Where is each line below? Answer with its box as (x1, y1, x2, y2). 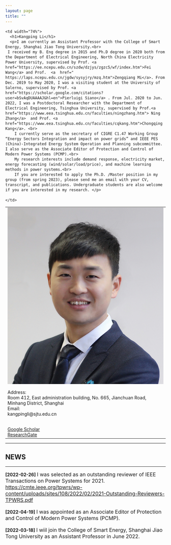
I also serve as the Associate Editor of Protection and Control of (5, 146, 154, 152)
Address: (7, 389, 26, 395)
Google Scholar (7, 426, 40, 432)
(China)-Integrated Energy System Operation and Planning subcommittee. (5, 141, 163, 147)
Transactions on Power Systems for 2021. (5, 478, 105, 485)
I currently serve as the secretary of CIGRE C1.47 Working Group (14, 131, 158, 136)
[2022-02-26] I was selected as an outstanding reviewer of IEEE (5, 471, 156, 478)
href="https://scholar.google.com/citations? (5, 90, 103, 96)
